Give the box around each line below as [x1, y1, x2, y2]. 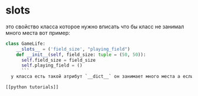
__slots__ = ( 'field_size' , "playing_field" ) [16, 46, 131, 52]
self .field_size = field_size [21, 57, 96, 63]
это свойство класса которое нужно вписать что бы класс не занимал [5, 23, 184, 30]
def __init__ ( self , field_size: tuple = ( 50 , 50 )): [16, 51, 146, 58]
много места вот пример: [5, 29, 70, 36]
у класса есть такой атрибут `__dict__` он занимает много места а [11, 74, 181, 80]
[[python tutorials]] [5, 84, 59, 90]
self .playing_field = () [21, 62, 83, 68]
